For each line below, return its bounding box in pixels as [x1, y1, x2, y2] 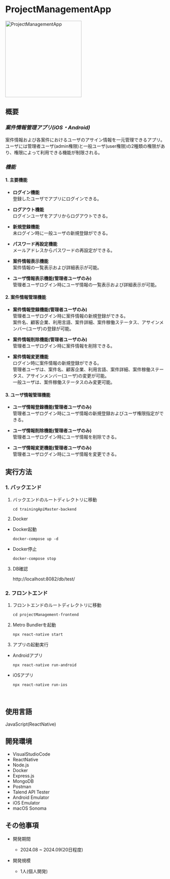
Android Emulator [12, 794, 49, 801]
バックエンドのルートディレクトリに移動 [12, 496, 97, 502]
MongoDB [12, 778, 34, 784]
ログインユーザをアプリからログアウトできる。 [12, 212, 111, 219]
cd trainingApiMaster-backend [12, 507, 77, 512]
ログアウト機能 [12, 206, 44, 212]
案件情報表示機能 [12, 258, 49, 264]
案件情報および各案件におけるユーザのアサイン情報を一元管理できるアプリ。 [5, 137, 165, 143]
